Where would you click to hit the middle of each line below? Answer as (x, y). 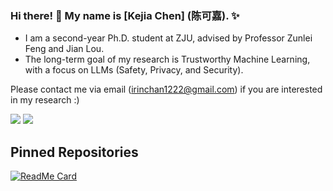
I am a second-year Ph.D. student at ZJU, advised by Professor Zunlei (168, 38)
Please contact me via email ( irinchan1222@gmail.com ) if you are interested (166, 89)
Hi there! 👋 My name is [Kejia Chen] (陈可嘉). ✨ (125, 15)
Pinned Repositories (74, 152)
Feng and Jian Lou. (64, 49)
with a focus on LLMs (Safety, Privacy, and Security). (134, 70)
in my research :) (45, 100)
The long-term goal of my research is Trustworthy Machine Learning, (167, 59)
